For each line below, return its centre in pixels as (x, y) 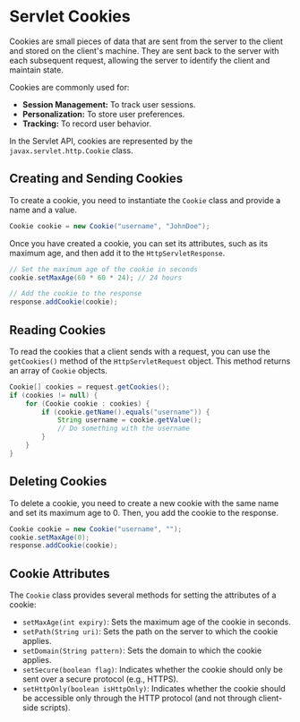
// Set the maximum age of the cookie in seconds (104, 269)
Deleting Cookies (58, 481)
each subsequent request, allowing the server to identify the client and (140, 60)
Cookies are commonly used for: (69, 87)
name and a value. (43, 210)
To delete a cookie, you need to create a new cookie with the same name (144, 503)
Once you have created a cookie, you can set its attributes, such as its (139, 243)
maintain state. (37, 70)
